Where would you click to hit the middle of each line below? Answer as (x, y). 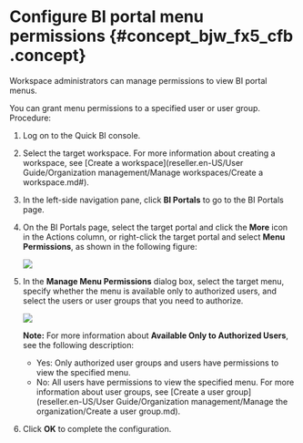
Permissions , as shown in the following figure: (110, 246)
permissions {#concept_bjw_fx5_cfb (151, 36)
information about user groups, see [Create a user (130, 391)
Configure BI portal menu (107, 17)
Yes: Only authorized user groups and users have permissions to (157, 363)
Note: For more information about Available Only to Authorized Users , (156, 335)
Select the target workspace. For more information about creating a (149, 153)
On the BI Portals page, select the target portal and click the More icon (155, 227)
